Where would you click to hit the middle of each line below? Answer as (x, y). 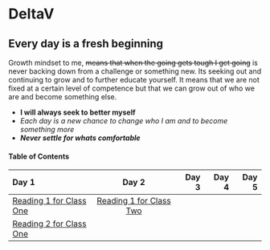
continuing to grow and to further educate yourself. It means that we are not (134, 80)
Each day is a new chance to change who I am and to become (124, 121)
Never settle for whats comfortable (80, 138)
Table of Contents (39, 156)
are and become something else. (63, 97)
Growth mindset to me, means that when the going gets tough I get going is (133, 62)
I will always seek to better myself (78, 112)
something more (47, 129)
